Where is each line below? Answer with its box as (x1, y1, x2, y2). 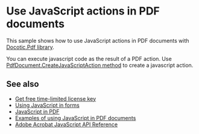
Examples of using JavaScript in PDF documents (14, 114, 136, 121)
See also (6, 79, 39, 89)
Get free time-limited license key (14, 95, 96, 102)
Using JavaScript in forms (14, 101, 80, 109)
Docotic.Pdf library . (6, 43, 54, 51)
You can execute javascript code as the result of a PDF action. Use (6, 55, 172, 62)
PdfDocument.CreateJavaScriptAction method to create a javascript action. (6, 62, 194, 69)
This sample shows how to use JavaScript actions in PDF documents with (6, 37, 189, 44)
